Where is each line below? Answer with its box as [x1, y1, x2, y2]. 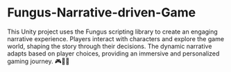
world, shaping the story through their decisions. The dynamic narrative [7, 42, 212, 50]
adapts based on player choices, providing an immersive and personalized [7, 49, 220, 58]
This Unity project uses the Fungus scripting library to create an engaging [7, 27, 219, 36]
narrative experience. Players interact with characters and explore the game [7, 34, 224, 43]
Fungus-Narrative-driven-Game [7, 5, 196, 21]
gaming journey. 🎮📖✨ [7, 57, 70, 65]
